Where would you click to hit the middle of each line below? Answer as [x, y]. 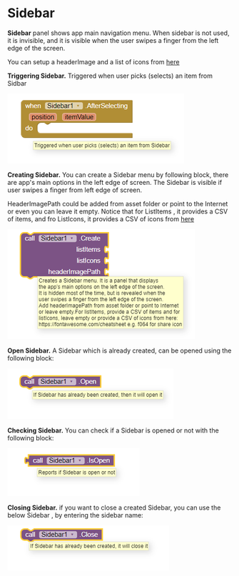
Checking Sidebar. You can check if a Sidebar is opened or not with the [113, 430]
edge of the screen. [36, 48]
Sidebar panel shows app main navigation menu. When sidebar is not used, [118, 33]
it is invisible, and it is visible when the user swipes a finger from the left [113, 40]
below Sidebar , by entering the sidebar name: [76, 515]
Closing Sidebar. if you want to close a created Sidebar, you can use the [114, 507]
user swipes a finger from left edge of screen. [75, 190]
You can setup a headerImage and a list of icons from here [93, 61]
